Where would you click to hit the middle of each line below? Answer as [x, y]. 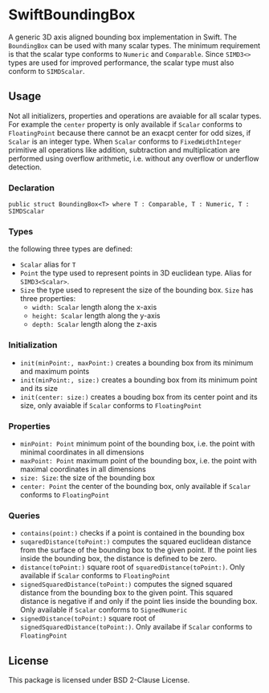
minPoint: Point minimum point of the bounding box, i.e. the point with [137, 443]
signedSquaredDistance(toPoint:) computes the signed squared [126, 585]
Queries [24, 516]
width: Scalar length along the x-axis [94, 308]
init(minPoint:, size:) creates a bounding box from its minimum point [139, 380]
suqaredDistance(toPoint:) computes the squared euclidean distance [135, 542]
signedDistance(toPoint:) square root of [88, 618]
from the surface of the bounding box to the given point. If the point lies [138, 550]
